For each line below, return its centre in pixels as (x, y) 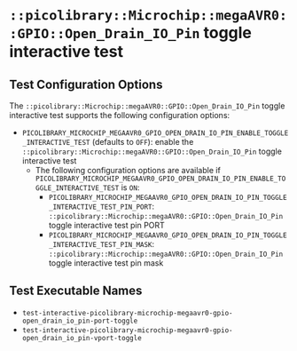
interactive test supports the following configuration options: (120, 115)
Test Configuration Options (86, 84)
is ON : (130, 187)
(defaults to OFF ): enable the (143, 142)
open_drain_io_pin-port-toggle (80, 321)
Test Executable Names (76, 291)
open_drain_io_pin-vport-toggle (82, 338)
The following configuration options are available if (128, 170)
